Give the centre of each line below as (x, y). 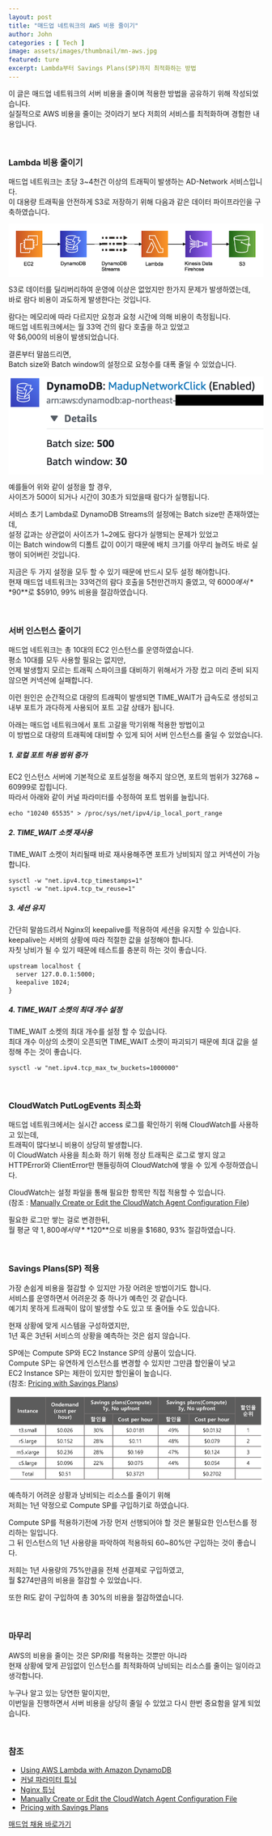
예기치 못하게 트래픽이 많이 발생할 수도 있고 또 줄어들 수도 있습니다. (114, 1308)
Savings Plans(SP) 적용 (54, 1269)
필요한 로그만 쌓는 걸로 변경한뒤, (59, 1220)
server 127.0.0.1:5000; (55, 975)
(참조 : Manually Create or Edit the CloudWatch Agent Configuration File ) (129, 1203)
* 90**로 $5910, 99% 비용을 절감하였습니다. (78, 592)
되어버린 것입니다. (51, 554)
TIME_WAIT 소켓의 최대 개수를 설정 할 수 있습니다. (88, 1032)
